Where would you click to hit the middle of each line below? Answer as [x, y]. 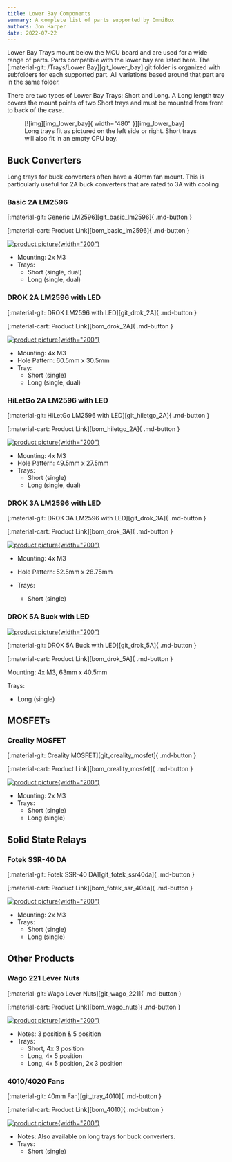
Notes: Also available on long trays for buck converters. [96, 1136]
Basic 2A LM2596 [38, 202]
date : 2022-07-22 [32, 33]
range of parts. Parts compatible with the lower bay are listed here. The [109, 60]
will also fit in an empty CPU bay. [71, 139]
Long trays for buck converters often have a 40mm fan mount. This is [106, 177]
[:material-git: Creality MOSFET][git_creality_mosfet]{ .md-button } [102, 755]
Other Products [41, 959]
